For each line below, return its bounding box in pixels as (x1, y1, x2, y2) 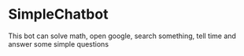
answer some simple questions (8, 39, 109, 48)
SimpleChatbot (8, 5, 109, 23)
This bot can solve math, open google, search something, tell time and (8, 31, 236, 40)
